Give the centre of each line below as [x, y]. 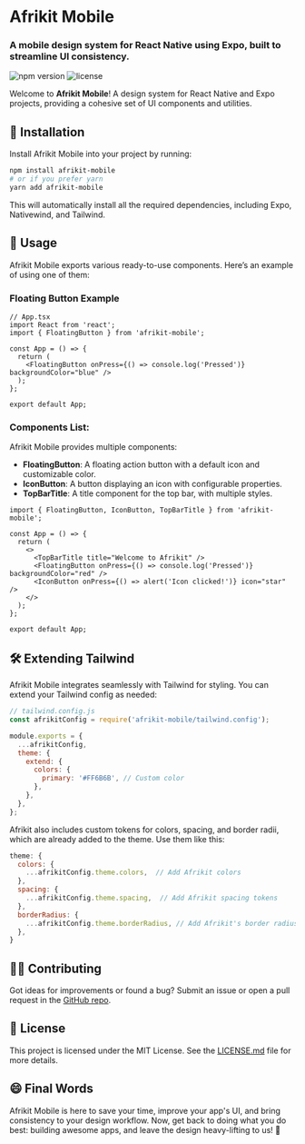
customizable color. [59, 474]
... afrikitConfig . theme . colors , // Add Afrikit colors [134, 873]
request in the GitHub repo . [60, 1000]
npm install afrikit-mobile [63, 171]
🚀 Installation [47, 132]
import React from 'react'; [63, 325]
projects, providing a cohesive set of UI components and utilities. [131, 104]
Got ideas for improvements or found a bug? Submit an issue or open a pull [150, 990]
